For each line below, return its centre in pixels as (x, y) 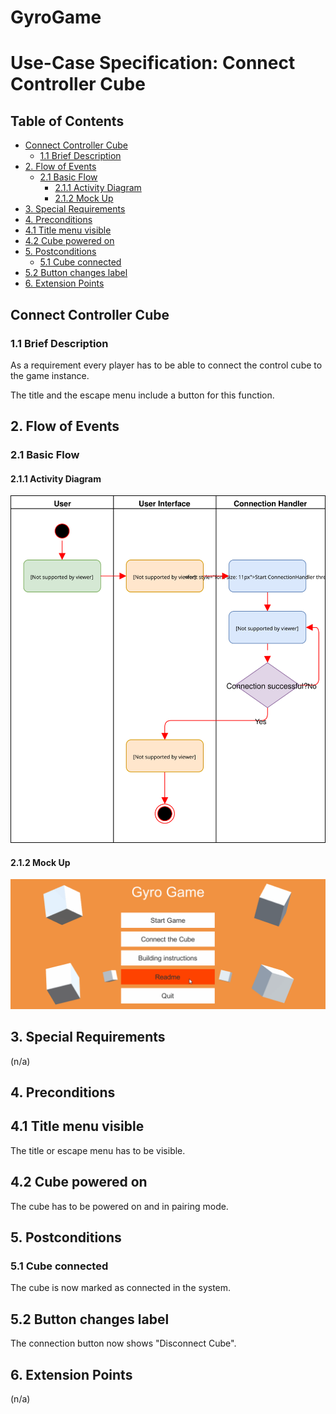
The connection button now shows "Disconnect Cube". (123, 1343)
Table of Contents (67, 121)
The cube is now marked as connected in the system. (121, 1288)
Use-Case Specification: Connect (153, 63)
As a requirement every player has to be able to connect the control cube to (166, 365)
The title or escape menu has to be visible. (98, 1150)
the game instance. (50, 375)
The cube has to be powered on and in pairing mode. (119, 1206)
